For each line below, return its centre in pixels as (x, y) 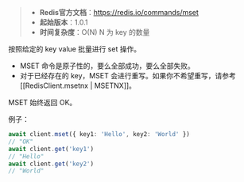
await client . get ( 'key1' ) (51, 149)
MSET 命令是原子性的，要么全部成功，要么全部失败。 (107, 66)
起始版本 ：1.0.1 (64, 22)
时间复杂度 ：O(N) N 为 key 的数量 (95, 32)
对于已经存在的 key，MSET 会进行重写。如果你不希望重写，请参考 (128, 76)
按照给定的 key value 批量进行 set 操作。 (75, 49)
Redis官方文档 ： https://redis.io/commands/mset (119, 12)
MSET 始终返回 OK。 (43, 102)
